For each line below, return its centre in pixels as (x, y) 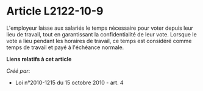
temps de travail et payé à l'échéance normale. (65, 47)
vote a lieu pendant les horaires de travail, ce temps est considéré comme (99, 41)
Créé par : (18, 70)
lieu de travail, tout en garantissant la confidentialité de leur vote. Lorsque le (101, 34)
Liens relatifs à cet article (39, 59)
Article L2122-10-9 (55, 11)
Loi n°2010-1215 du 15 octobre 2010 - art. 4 (69, 83)
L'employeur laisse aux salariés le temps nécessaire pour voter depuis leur (100, 28)
